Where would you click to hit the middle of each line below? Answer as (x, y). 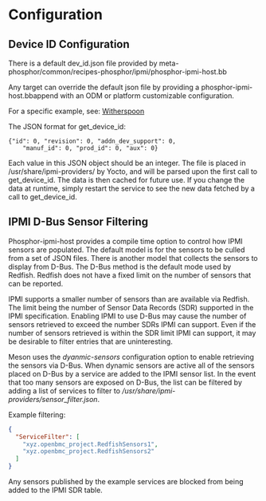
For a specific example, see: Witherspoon (76, 111)
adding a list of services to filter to (65, 391)
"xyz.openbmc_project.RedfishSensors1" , (90, 444)
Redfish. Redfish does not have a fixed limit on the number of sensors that (130, 275)
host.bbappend (33, 96)
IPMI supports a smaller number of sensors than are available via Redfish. (129, 299)
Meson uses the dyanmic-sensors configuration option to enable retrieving (131, 357)
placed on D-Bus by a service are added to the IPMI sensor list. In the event (132, 373)
